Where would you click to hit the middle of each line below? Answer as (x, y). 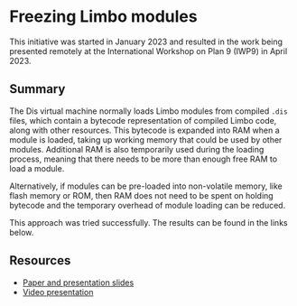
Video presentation (58, 292)
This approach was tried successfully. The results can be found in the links (148, 222)
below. (22, 232)
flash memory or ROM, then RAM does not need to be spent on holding (141, 195)
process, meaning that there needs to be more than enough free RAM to (144, 159)
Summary (37, 89)
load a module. (37, 168)
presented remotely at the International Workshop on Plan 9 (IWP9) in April (148, 51)
